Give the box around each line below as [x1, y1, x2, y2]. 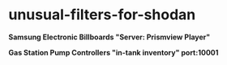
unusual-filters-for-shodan [8, 6, 196, 24]
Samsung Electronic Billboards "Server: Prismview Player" [8, 32, 211, 42]
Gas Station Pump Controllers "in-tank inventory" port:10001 [8, 47, 219, 57]
